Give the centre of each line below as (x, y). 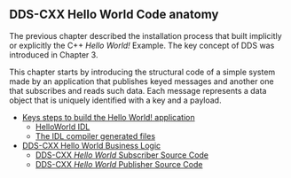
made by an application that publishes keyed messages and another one (142, 81)
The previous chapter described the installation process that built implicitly (145, 35)
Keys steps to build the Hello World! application (108, 117)
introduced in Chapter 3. (54, 54)
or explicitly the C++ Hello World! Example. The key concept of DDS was (142, 45)
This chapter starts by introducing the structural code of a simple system (142, 72)
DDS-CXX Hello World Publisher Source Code (119, 164)
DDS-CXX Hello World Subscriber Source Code (122, 155)
